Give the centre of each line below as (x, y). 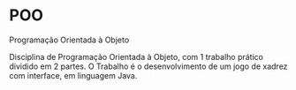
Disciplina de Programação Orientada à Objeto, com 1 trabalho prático (136, 56)
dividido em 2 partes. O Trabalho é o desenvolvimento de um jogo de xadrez (148, 66)
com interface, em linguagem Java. (73, 75)
